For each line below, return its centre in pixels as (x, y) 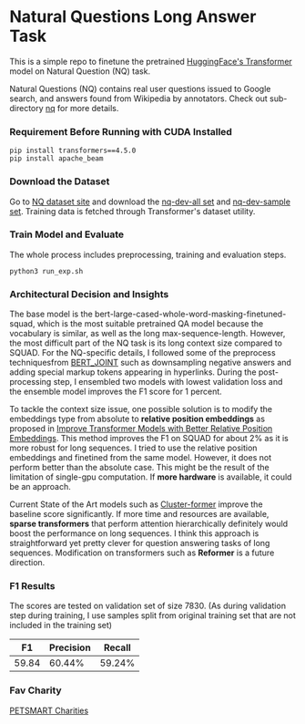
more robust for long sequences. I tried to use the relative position (133, 448)
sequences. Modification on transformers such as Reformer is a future (142, 553)
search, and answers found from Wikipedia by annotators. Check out (139, 98)
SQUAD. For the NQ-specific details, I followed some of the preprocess (142, 353)
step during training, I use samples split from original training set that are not (152, 615)
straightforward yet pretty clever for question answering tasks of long (140, 543)
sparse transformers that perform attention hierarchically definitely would (149, 524)
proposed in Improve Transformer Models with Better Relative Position (141, 429)
